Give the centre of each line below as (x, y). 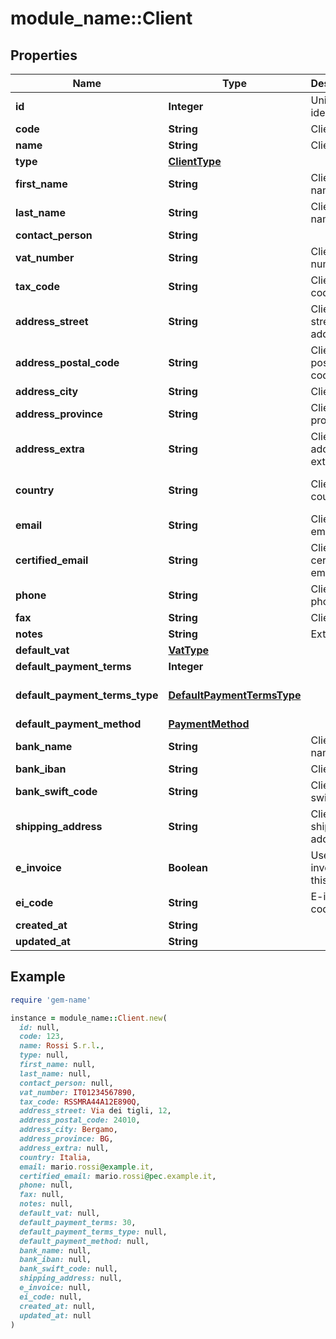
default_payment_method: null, (84, 1241)
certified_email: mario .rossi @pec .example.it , (118, 1176)
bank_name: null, (55, 1250)
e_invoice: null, (55, 1288)
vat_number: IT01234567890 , (78, 1092)
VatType (189, 650)
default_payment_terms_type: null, (93, 1232)
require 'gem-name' (51, 1000)
